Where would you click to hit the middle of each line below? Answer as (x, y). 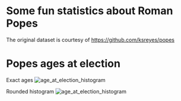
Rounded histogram (30, 91)
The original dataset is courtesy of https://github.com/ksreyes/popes (90, 40)
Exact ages (20, 80)
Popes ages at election (63, 64)
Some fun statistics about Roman (90, 11)
